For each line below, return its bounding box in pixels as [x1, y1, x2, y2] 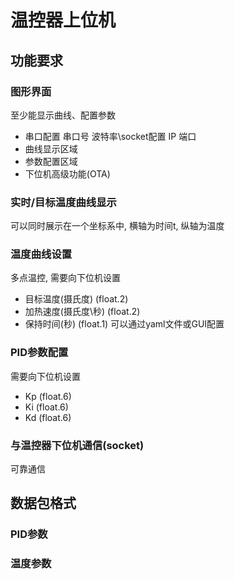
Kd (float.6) [24, 411, 72, 423]
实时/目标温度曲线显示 [10, 195, 117, 209]
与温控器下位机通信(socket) [10, 438, 145, 452]
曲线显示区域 [24, 142, 78, 155]
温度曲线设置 [10, 247, 73, 261]
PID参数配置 [10, 346, 69, 360]
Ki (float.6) [24, 401, 69, 413]
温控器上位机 [10, 9, 117, 32]
